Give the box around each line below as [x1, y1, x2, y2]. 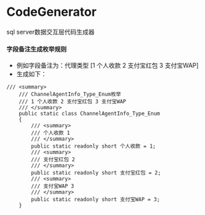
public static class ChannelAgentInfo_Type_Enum [19, 111, 160, 117]
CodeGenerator [6, 4, 97, 20]
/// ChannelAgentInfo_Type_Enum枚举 [19, 91, 121, 98]
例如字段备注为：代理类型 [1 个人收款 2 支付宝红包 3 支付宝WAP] [16, 61, 200, 69]
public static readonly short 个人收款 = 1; [31, 143, 156, 150]
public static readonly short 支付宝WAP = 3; [31, 196, 160, 203]
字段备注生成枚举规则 [6, 45, 67, 53]
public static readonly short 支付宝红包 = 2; [31, 170, 162, 177]
